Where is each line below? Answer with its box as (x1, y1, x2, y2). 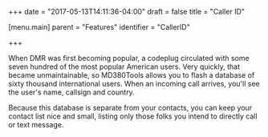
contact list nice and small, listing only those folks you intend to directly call (8, 111, 258, 121)
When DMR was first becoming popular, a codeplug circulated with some (8, 54, 250, 62)
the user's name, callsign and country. (8, 87, 135, 97)
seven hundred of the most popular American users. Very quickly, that (8, 62, 241, 71)
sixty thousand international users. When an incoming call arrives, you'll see (8, 79, 260, 88)
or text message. (8, 120, 64, 129)
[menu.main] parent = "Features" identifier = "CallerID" (8, 22, 190, 31)
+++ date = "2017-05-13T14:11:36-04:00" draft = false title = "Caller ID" (8, 7, 246, 16)
